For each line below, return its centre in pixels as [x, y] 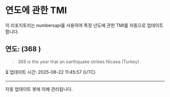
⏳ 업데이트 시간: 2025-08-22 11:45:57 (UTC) [50, 72]
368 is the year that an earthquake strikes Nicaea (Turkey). [79, 62]
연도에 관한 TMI [36, 10]
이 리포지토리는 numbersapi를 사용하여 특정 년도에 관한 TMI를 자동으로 [76, 25]
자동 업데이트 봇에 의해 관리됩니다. [39, 89]
